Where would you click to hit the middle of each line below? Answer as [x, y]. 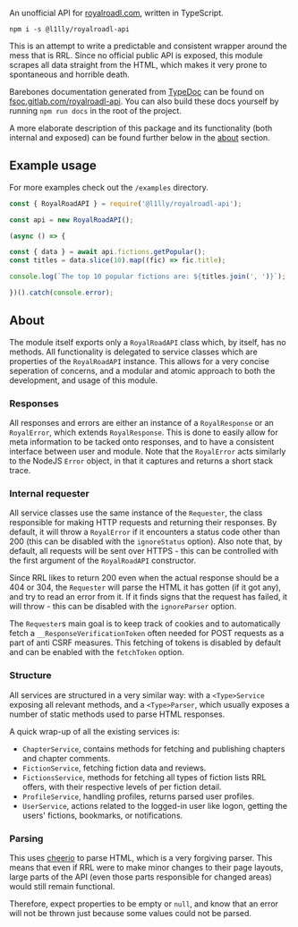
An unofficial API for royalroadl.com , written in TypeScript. [116, 13]
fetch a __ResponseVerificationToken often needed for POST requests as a [147, 634]
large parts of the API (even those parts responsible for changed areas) [141, 877]
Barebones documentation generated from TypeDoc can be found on [137, 92]
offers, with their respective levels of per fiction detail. [122, 787]
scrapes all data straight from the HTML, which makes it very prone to [138, 65]
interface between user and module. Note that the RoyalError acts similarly [148, 452]
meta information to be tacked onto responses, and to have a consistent [142, 442]
